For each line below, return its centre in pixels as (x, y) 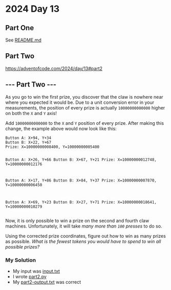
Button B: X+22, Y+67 (28, 142)
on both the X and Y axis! (31, 113)
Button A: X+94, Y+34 (28, 138)
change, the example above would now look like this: (61, 128)
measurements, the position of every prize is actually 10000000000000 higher (85, 107)
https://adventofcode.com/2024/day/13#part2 (54, 68)
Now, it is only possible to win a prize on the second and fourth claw (77, 221)
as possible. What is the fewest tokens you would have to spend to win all (83, 241)
